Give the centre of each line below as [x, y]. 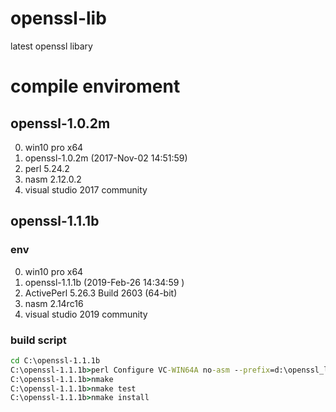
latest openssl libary [51, 46]
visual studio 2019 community [86, 314]
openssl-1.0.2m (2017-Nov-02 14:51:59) [106, 158]
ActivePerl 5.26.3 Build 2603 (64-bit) [101, 293]
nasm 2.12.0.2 [53, 179]
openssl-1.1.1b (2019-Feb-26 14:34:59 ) [104, 282]
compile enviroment [95, 86]
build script [38, 340]
